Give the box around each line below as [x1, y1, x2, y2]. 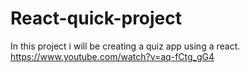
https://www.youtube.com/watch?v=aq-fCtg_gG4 [10, 50, 215, 62]
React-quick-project [10, 7, 183, 30]
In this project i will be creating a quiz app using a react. [10, 40, 241, 52]
